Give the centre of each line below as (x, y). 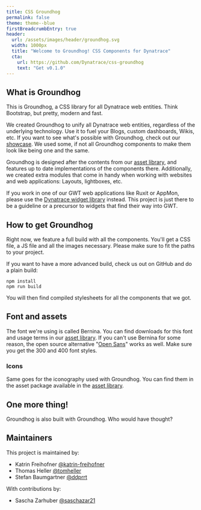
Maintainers (29, 438)
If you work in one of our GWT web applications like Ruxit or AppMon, (93, 193)
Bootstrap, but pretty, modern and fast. (55, 113)
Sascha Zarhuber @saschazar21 (55, 500)
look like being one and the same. (48, 151)
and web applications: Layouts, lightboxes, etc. (64, 181)
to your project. (25, 252)
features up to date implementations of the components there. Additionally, (99, 169)
